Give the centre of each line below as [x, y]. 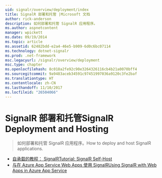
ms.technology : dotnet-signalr [37, 51]
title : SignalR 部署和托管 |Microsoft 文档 [48, 14]
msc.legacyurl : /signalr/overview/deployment [52, 60]
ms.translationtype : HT [29, 78]
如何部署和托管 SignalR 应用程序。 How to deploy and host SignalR [84, 143]
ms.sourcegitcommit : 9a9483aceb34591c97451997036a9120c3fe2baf [71, 74]
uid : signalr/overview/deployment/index [47, 10]
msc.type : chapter [24, 65]
